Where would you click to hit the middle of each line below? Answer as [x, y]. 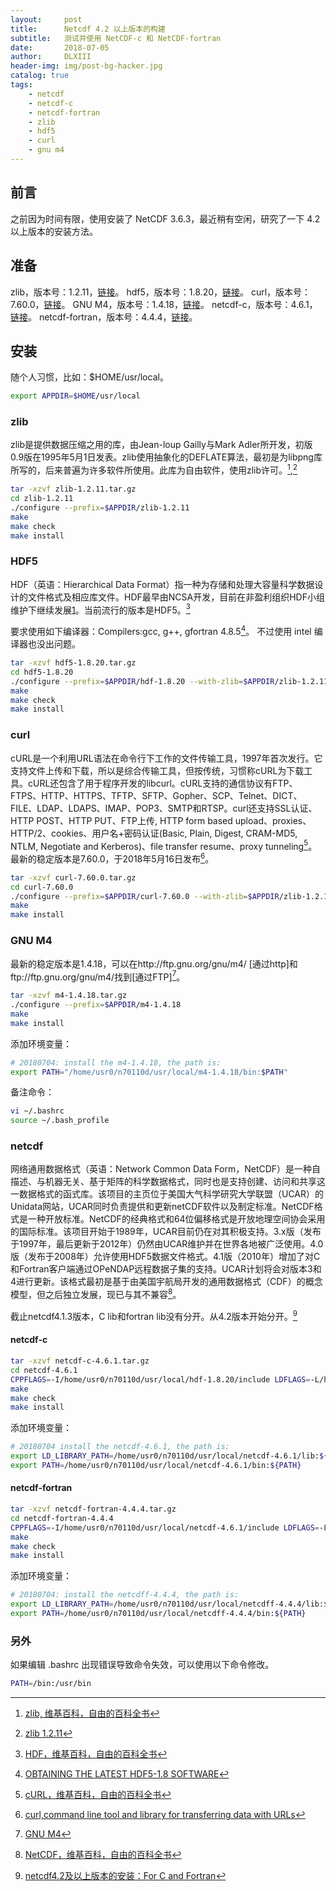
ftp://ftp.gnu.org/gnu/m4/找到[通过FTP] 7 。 [98, 976]
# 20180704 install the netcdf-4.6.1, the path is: [120, 1447]
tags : [21, 85]
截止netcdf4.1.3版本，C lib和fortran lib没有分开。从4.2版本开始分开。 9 [154, 1315]
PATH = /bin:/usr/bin [51, 1684]
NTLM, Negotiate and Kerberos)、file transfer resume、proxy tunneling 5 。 [164, 845]
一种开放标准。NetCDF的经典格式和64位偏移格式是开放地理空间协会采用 [176, 1219]
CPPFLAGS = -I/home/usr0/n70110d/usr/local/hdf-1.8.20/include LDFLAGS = [160, 1379]
